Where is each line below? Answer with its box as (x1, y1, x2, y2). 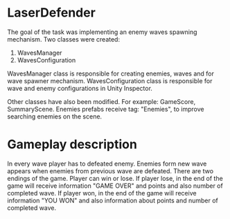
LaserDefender (7, 5, 96, 21)
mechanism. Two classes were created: (7, 35, 120, 43)
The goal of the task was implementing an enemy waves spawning (7, 28, 197, 36)
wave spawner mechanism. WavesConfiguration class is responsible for (7, 76, 213, 85)
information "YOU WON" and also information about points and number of (7, 196, 218, 204)
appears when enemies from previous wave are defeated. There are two (7, 166, 213, 175)
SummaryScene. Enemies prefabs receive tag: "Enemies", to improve (7, 105, 204, 113)
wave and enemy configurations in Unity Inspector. (7, 84, 152, 92)
